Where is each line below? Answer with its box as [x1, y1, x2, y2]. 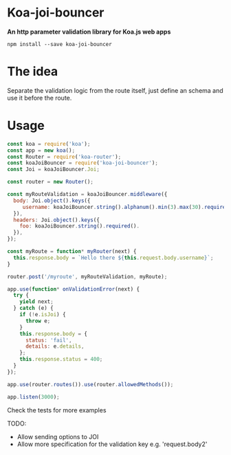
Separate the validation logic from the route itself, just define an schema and [7, 86, 223, 94]
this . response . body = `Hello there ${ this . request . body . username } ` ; [13, 254, 214, 261]
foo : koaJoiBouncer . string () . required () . [19, 223, 140, 230]
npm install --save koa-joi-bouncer [7, 41, 112, 47]
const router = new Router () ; [7, 179, 94, 186]
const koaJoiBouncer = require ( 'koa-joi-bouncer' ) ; [7, 159, 158, 166]
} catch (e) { [13, 304, 54, 312]
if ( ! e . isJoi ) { [19, 311, 67, 318]
